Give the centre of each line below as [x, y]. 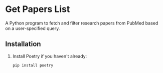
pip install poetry [33, 65]
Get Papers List [38, 9]
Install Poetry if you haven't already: [50, 56]
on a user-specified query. [33, 28]
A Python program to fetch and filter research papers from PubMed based [82, 23]
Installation [23, 44]
